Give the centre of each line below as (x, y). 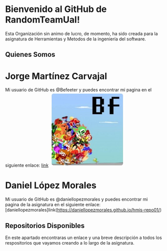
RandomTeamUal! (43, 20)
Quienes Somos (30, 55)
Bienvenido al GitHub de (56, 9)
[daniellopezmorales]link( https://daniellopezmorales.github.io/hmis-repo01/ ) (83, 210)
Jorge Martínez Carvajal (56, 76)
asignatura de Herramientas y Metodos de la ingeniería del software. (76, 39)
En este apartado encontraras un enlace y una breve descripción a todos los (83, 238)
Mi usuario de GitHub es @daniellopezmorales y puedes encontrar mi (77, 199)
